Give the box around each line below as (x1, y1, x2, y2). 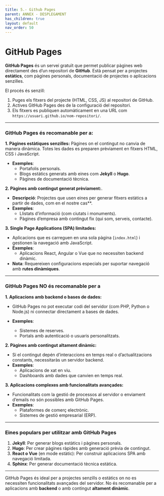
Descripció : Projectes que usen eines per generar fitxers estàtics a (12, 195, 147, 201)
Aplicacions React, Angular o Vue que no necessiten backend (19, 250, 144, 256)
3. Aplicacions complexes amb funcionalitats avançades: (5, 382, 123, 388)
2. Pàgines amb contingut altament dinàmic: (5, 342, 97, 348)
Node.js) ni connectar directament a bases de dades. (12, 309, 120, 315)
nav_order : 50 (5, 25, 34, 30)
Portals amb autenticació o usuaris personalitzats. (19, 333, 120, 338)
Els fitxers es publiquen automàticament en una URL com (12, 108, 128, 113)
